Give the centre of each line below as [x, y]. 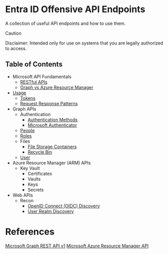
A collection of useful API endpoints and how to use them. [66, 23]
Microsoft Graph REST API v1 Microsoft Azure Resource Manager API [77, 246]
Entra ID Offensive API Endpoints [75, 9]
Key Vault [30, 168]
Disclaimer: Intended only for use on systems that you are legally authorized [84, 43]
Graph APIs [24, 109]
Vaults [34, 179]
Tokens [28, 98]
